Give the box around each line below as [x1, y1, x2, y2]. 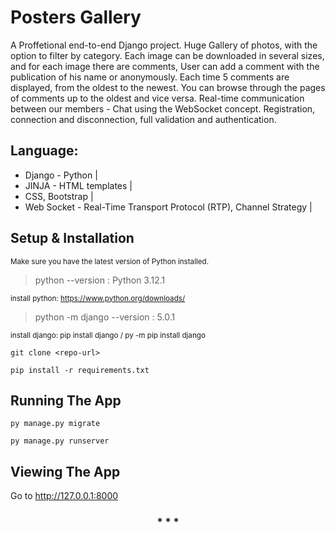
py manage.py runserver [10, 436, 110, 446]
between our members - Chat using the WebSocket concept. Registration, [10, 102, 316, 115]
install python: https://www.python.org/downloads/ [10, 293, 186, 303]
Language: [10, 142, 79, 160]
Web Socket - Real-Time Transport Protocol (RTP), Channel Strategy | [24, 201, 313, 213]
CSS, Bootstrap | [24, 190, 94, 202]
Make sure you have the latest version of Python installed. [10, 256, 210, 266]
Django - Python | [24, 169, 98, 181]
